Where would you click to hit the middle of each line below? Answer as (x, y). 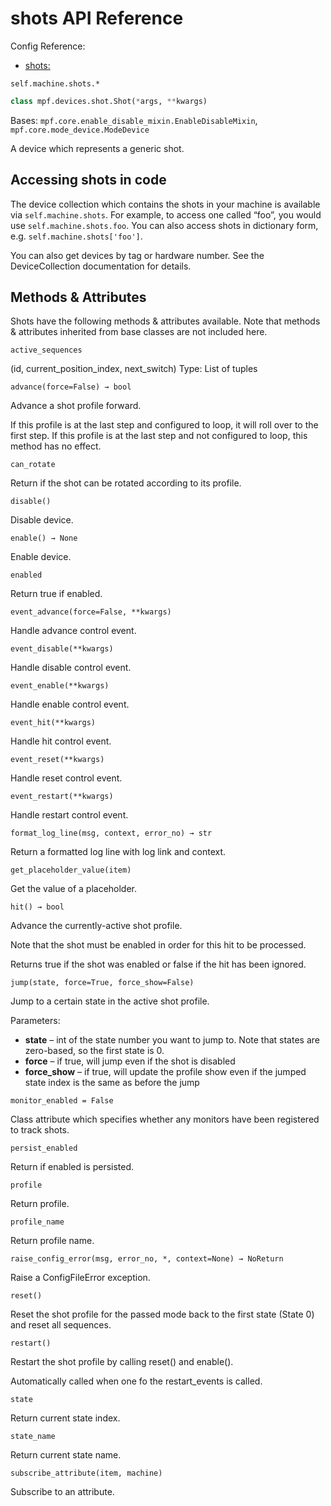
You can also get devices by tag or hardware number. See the (137, 255)
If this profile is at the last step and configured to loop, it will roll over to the (164, 425)
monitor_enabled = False (62, 1101)
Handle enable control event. (70, 704)
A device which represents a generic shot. (97, 148)
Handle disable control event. (71, 668)
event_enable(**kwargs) (60, 686)
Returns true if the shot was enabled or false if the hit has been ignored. (158, 964)
